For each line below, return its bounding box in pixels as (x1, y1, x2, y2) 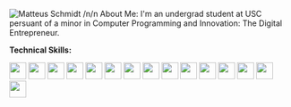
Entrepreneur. (9, 28, 60, 37)
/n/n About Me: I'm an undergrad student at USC (82, 9, 262, 19)
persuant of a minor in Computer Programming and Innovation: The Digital (9, 18, 283, 29)
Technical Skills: (9, 45, 72, 55)
